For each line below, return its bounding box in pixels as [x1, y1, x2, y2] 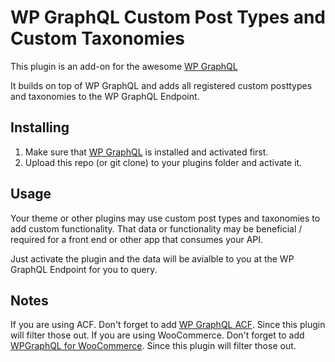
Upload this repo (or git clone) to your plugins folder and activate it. [24, 156, 303, 168]
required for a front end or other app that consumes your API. [10, 233, 264, 245]
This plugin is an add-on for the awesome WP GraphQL [10, 60, 238, 72]
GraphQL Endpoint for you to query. [10, 263, 158, 275]
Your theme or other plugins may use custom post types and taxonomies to [10, 212, 321, 224]
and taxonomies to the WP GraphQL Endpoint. [10, 90, 200, 102]
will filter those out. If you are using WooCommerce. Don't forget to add [10, 329, 305, 341]
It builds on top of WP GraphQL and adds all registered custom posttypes [10, 79, 313, 91]
